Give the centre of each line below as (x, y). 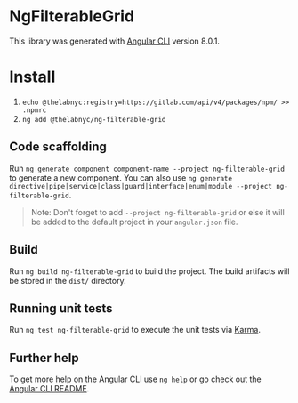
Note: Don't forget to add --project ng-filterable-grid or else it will (157, 212)
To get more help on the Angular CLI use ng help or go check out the (135, 379)
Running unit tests (61, 308)
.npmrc (34, 110)
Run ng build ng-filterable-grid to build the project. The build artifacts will (149, 271)
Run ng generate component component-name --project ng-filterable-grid (147, 168)
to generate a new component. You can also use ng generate (121, 177)
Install (32, 77)
